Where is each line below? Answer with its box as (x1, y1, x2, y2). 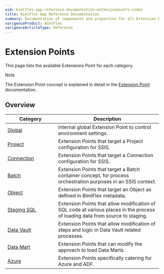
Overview (5, 101, 36, 109)
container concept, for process (58, 172, 129, 179)
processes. (58, 232, 84, 239)
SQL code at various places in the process (58, 206, 155, 213)
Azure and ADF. (58, 260, 94, 267)
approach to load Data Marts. (58, 247, 125, 253)
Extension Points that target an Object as (58, 186, 152, 193)
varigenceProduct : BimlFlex (5, 21, 62, 26)
